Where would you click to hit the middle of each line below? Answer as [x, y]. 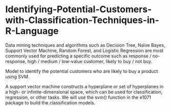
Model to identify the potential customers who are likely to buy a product [82, 71]
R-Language [32, 31]
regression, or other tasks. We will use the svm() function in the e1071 [78, 97]
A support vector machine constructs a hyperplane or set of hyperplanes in [84, 86]
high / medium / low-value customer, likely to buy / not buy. [90, 61]
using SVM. [17, 76]
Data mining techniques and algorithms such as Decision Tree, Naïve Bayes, [85, 45]
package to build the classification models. [50, 102]
